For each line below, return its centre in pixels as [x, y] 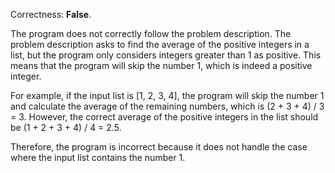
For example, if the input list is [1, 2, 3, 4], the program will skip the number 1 [167, 95]
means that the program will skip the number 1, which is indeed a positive [161, 65]
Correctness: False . [51, 14]
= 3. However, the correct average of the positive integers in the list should [164, 117]
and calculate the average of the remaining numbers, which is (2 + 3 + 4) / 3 [167, 106]
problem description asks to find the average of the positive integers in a [160, 44]
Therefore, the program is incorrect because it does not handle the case [159, 147]
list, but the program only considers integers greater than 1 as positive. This [166, 55]
